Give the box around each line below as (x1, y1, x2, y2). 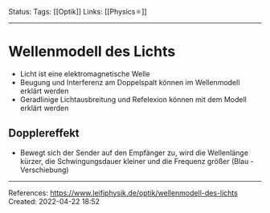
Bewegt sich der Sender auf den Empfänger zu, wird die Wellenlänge (19, 148, 249, 158)
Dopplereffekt (8, 126, 80, 140)
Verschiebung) (19, 165, 70, 174)
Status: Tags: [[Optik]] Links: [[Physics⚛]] (8, 7, 147, 16)
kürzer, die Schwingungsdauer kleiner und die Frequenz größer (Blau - (19, 156, 255, 166)
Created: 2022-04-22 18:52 (8, 196, 100, 206)
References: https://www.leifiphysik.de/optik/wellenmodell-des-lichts (8, 188, 239, 198)
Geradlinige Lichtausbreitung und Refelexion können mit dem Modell (19, 94, 247, 104)
